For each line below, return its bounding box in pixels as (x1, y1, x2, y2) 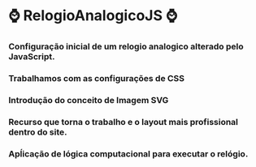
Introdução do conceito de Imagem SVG (8, 94, 169, 105)
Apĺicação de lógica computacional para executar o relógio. (8, 148, 249, 159)
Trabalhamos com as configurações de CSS (8, 73, 185, 84)
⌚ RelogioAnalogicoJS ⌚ (8, 6, 178, 25)
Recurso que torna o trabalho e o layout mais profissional (8, 116, 238, 127)
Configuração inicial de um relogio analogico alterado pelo (8, 41, 244, 53)
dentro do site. (8, 126, 67, 138)
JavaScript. (8, 51, 55, 62)
